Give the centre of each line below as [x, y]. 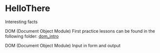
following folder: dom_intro [32, 36]
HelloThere [27, 8]
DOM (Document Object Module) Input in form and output [63, 45]
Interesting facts [21, 22]
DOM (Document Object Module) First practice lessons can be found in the [80, 31]
